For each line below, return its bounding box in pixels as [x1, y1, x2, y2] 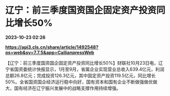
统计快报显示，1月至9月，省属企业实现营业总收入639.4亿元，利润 [27, 66, 165, 72]
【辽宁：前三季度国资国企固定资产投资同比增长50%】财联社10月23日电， [5, 60, 159, 66]
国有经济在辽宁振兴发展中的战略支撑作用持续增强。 [14, 85, 121, 91]
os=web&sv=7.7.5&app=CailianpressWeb [5, 49, 94, 56]
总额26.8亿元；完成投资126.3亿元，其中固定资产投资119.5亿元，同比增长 [5, 72, 156, 78]
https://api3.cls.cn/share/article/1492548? [5, 44, 99, 50]
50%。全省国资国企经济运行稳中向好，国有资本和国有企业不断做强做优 [5, 79, 153, 85]
